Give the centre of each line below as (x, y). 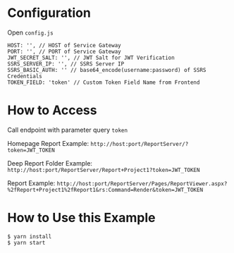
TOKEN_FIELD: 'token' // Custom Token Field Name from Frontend (104, 82)
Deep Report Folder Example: (50, 163)
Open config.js (31, 32)
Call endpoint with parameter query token (68, 130)
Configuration (49, 13)
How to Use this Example (81, 218)
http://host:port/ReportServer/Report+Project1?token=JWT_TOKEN (104, 170)
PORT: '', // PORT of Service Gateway (64, 51)
